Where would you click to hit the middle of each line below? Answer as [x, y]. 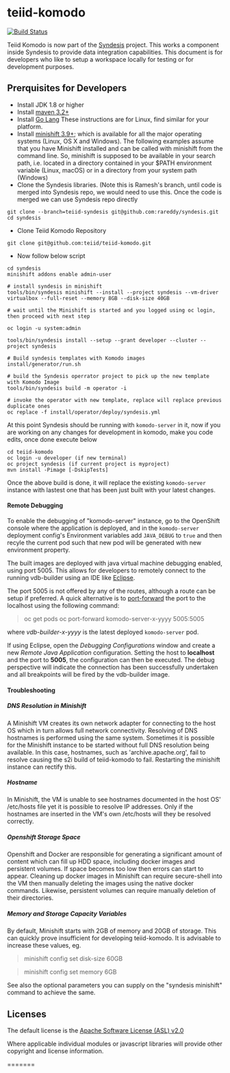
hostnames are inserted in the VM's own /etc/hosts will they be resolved [109, 814]
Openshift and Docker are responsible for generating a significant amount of [115, 855]
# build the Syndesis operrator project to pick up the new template [108, 376]
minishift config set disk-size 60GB [73, 959]
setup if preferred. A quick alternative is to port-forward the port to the [107, 598]
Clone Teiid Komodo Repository [62, 230]
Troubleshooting [31, 690]
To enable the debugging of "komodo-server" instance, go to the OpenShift [114, 520]
